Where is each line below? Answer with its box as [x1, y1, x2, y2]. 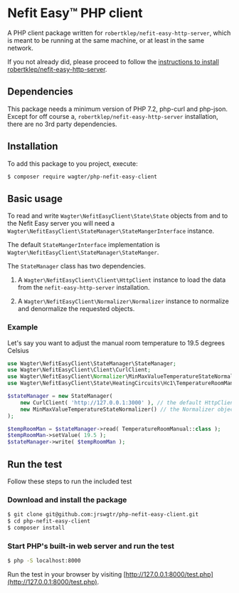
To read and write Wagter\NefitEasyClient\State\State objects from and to [7, 211, 228, 220]
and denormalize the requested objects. [17, 305, 135, 313]
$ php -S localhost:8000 [7, 557, 81, 565]
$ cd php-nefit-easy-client [7, 518, 91, 525]
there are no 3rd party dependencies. [7, 120, 117, 128]
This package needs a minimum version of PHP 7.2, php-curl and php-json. [7, 105, 228, 113]
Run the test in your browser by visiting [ [7, 570, 127, 579]
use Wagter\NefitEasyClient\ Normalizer [7, 373, 126, 380]
